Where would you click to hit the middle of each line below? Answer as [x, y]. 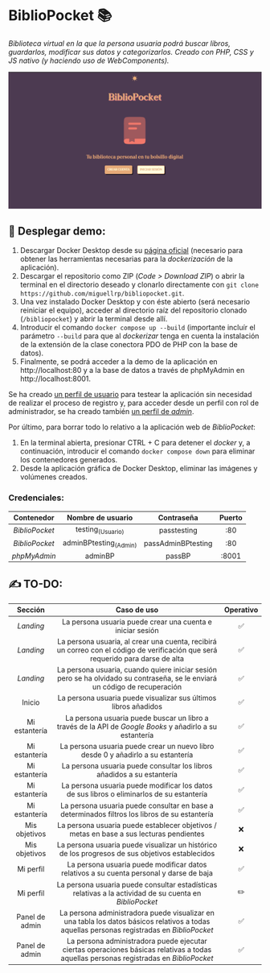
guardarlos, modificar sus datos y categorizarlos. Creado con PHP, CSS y [131, 52]
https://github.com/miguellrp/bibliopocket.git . [102, 293]
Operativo [241, 610]
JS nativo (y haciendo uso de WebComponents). [89, 60]
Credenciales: [36, 498]
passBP [178, 556]
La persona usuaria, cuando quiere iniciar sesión [137, 670]
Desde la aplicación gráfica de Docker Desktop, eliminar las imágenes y [139, 469]
